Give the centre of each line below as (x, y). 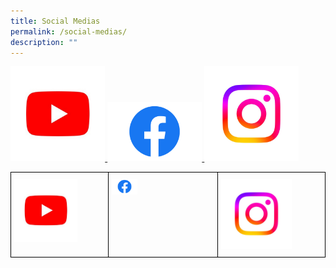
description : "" (44, 42)
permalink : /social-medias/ (69, 31)
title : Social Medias (55, 21)
